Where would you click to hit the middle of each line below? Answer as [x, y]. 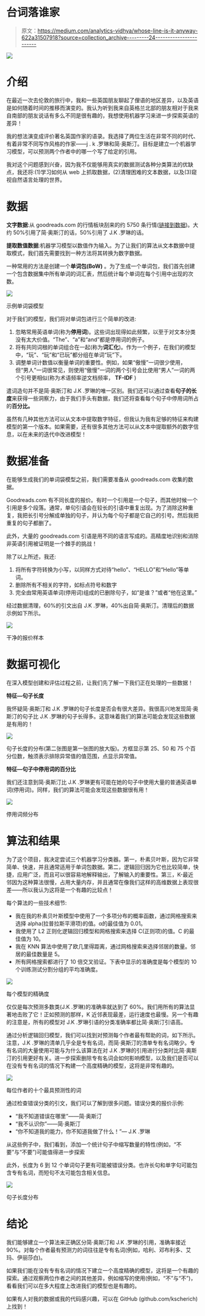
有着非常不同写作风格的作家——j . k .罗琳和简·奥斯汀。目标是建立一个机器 [99, 144]
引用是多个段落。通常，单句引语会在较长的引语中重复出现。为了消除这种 [97, 508]
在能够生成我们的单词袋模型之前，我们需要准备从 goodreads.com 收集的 [97, 479]
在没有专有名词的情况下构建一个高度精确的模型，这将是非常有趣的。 [92, 1065]
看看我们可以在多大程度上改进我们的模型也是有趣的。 [73, 1285]
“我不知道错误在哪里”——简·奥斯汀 [59, 1116]
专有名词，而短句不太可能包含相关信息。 [62, 1172]
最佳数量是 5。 [45, 954]
